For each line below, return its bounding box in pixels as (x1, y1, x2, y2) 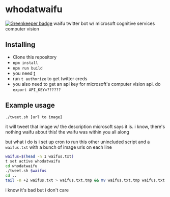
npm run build (12, 65, 43, 71)
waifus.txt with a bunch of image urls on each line (5, 144, 112, 150)
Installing (5, 41, 36, 49)
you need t (12, 70, 36, 76)
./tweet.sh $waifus (5, 169, 47, 174)
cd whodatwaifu (5, 163, 38, 169)
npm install (12, 60, 38, 65)
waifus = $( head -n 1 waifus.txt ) (5, 154, 74, 159)
